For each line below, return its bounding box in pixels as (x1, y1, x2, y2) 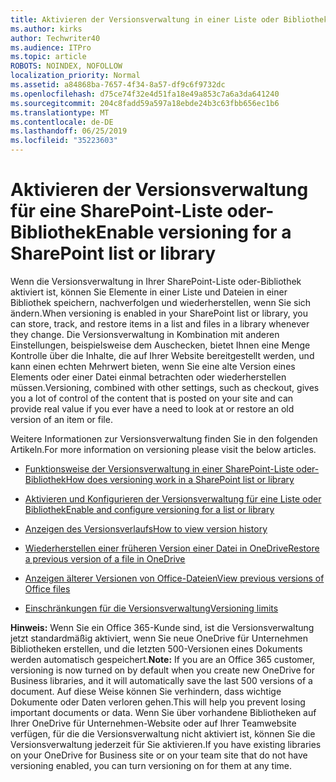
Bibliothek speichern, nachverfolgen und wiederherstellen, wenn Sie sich (10, 296, 312, 308)
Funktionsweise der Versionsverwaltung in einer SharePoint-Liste (24, 462, 295, 475)
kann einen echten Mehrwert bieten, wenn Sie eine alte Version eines (10, 360, 296, 372)
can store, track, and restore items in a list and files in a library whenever (10, 317, 310, 330)
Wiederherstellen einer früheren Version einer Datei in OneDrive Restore (24, 542, 320, 554)
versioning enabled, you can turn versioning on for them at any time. (10, 759, 292, 771)
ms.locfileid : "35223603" (10, 136, 118, 146)
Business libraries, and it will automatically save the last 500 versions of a (10, 674, 313, 686)
